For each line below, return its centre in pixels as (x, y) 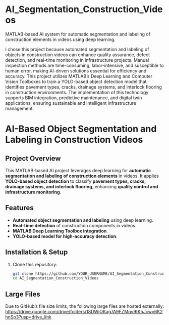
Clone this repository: (35, 264)
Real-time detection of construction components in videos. (74, 225)
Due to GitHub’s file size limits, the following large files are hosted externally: (85, 306)
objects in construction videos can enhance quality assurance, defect (78, 55)
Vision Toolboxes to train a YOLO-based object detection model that (76, 82)
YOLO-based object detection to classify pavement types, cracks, (76, 181)
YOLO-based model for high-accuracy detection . (65, 236)
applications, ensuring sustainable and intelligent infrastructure (71, 103)
